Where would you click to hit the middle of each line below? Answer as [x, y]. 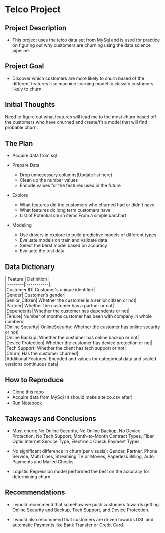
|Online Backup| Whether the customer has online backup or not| [72, 338]
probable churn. [22, 127]
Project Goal [25, 66]
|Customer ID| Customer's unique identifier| [50, 290]
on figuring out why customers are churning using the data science [82, 45]
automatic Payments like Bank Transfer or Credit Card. [68, 525]
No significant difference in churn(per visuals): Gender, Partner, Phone [85, 451]
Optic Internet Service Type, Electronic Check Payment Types [76, 441]
